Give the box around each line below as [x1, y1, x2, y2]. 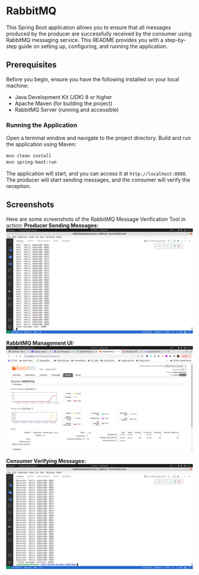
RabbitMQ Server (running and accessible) [14, 106, 119, 113]
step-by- [165, 36, 187, 43]
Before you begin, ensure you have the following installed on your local [6, 75, 179, 82]
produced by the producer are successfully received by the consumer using [6, 30, 192, 37]
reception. [6, 182, 31, 189]
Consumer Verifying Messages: [6, 457, 86, 464]
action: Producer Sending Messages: [6, 221, 99, 229]
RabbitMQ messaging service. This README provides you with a [6, 36, 164, 43]
